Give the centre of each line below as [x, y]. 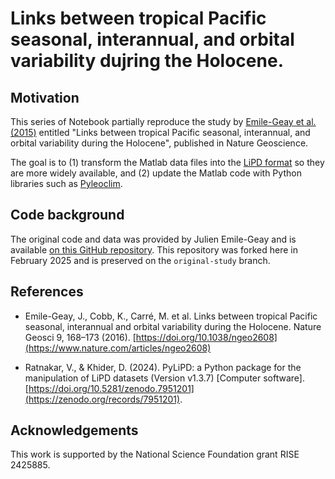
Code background [67, 215]
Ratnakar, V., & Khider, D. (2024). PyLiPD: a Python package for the [163, 367]
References [47, 292]
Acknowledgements [74, 430]
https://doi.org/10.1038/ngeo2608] [206, 337]
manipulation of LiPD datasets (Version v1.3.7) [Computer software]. [164, 378]
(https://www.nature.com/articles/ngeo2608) [118, 348]
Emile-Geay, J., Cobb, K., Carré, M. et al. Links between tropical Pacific [171, 316]
